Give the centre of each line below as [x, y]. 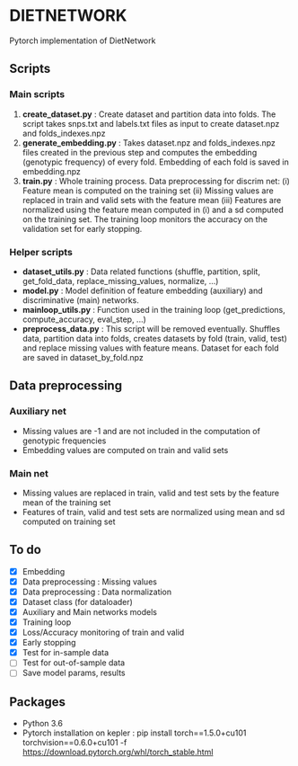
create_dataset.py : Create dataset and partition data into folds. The [149, 114]
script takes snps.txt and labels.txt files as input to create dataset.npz [151, 123]
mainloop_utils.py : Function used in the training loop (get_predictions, [153, 309]
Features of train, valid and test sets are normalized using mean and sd [153, 512]
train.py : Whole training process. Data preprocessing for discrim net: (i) [156, 181]
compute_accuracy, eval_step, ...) [84, 319]
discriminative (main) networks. [80, 300]
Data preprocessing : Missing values [89, 582]
